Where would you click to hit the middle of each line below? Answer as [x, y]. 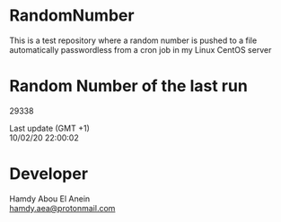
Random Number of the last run [129, 86]
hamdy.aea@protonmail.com [62, 208]
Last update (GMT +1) [49, 128]
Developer [48, 174]
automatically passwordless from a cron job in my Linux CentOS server [140, 49]
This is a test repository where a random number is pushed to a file [133, 40]
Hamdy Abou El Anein [50, 199]
